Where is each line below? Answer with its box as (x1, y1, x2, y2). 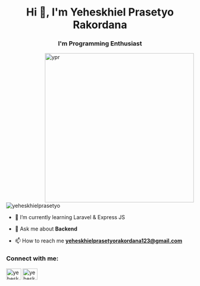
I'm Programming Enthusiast (58, 39, 142, 48)
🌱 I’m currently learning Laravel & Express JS (14, 214, 126, 221)
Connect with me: (6, 254, 59, 263)
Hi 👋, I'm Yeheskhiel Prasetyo (26, 5, 174, 19)
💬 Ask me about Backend (14, 225, 77, 232)
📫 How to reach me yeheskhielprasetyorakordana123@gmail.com (14, 237, 183, 244)
